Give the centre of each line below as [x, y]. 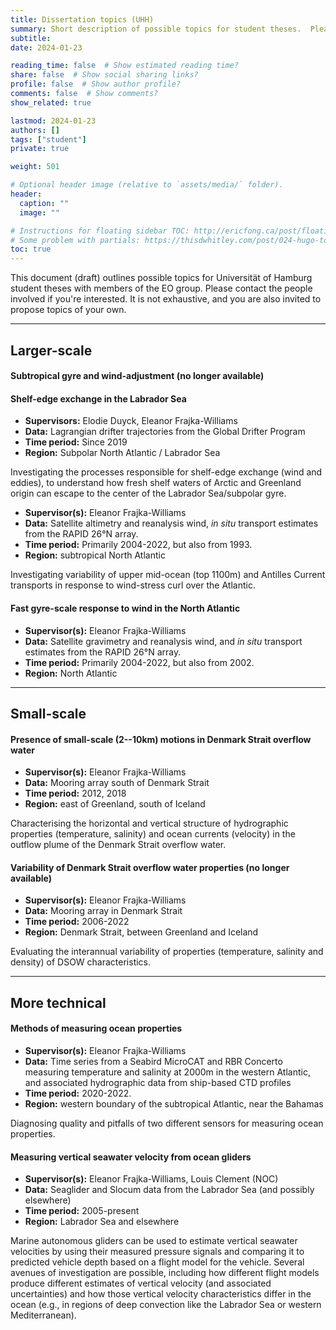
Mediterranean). [43, 1315]
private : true [40, 149]
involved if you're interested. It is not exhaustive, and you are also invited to [166, 299]
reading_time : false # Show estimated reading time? [125, 66]
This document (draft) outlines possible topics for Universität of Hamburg [161, 278]
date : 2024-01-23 [46, 47]
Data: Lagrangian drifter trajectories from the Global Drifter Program [165, 432]
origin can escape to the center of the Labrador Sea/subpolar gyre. [148, 493]
